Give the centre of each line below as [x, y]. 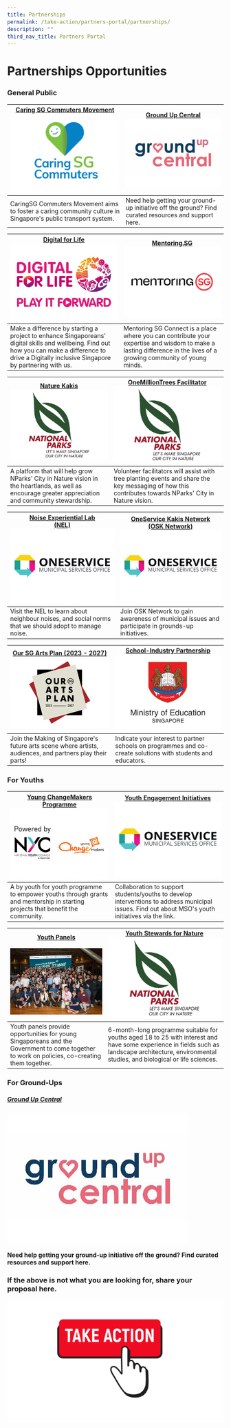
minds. [133, 365]
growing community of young [165, 358]
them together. [31, 1063]
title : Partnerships [37, 14]
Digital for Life [64, 239]
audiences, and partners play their [58, 753]
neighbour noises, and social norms [60, 619]
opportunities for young [43, 1033]
